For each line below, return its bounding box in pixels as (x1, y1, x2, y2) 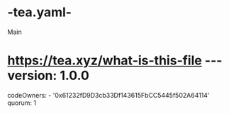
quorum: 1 (7, 98, 37, 107)
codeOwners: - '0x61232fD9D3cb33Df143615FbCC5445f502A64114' (7, 91, 211, 99)
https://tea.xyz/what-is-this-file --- (7, 52, 223, 69)
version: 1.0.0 (7, 68, 90, 84)
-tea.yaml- (7, 4, 72, 21)
